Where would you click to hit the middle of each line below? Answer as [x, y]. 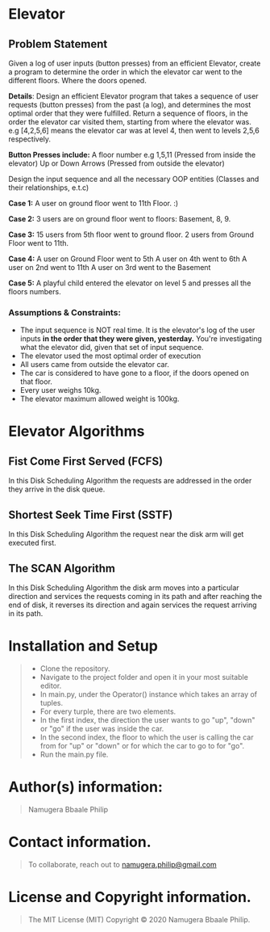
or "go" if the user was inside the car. [102, 728]
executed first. [32, 543]
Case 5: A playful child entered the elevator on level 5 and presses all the [130, 283]
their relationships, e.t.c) [49, 188]
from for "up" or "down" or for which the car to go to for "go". [142, 745]
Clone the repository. [75, 668]
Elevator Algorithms [77, 431]
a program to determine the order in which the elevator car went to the [125, 72]
